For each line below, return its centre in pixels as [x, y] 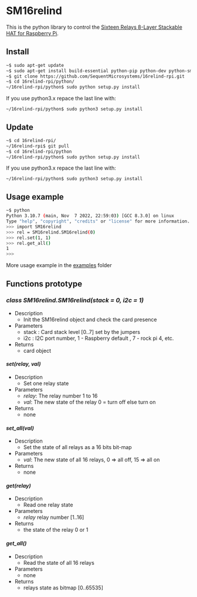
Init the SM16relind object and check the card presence [90, 319]
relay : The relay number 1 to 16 [60, 396]
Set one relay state [46, 383]
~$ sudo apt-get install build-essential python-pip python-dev [86, 71]
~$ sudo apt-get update [35, 65]
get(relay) [18, 485]
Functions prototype [44, 284]
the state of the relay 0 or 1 [56, 530]
